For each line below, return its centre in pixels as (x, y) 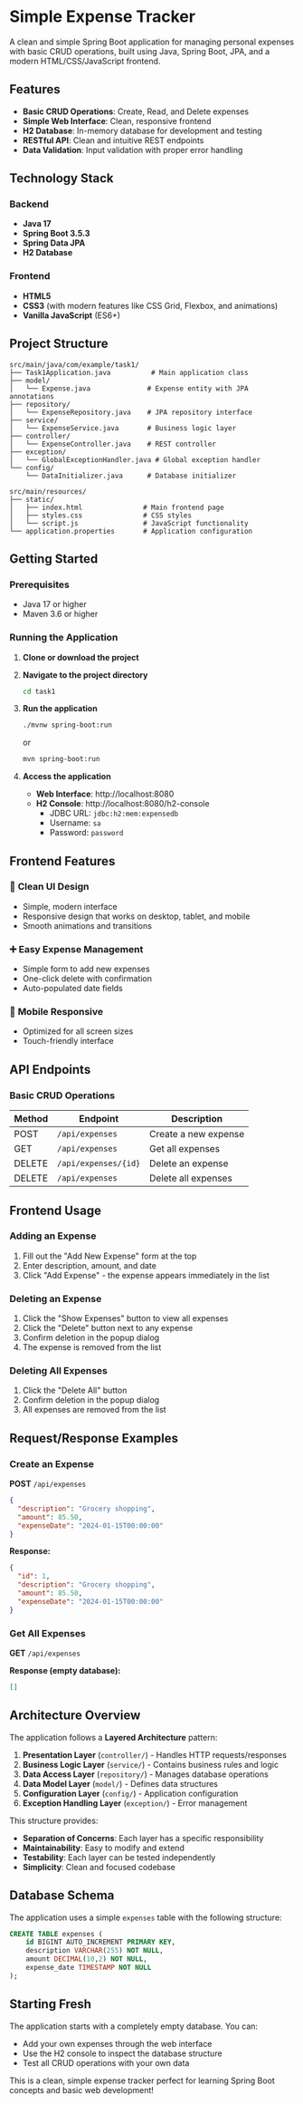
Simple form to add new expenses (86, 969)
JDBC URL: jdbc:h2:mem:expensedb (114, 814)
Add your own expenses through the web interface (117, 2043)
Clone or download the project (80, 657)
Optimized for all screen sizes (78, 1031)
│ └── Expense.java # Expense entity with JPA (129, 388)
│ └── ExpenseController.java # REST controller (113, 444)
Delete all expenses (190, 1178)
